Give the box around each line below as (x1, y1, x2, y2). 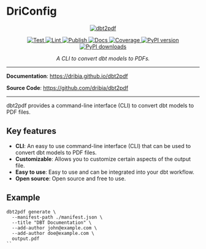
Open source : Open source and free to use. (15, 174, 126, 182)
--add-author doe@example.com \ (12, 230, 95, 236)
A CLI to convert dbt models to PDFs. (56, 54, 150, 62)
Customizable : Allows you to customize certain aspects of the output (15, 155, 191, 163)
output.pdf (12, 236, 40, 242)
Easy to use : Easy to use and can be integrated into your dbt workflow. (15, 168, 194, 176)
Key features (6, 126, 56, 136)
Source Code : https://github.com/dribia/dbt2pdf (6, 84, 129, 91)
